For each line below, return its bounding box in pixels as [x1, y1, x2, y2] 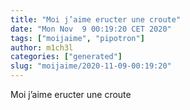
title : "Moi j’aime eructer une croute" [10, 14, 182, 25]
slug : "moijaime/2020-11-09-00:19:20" [10, 61, 172, 71]
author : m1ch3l [10, 42, 74, 53]
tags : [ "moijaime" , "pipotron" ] [10, 33, 145, 43]
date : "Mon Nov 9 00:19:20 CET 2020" [10, 24, 172, 34]
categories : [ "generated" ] [10, 52, 123, 62]
